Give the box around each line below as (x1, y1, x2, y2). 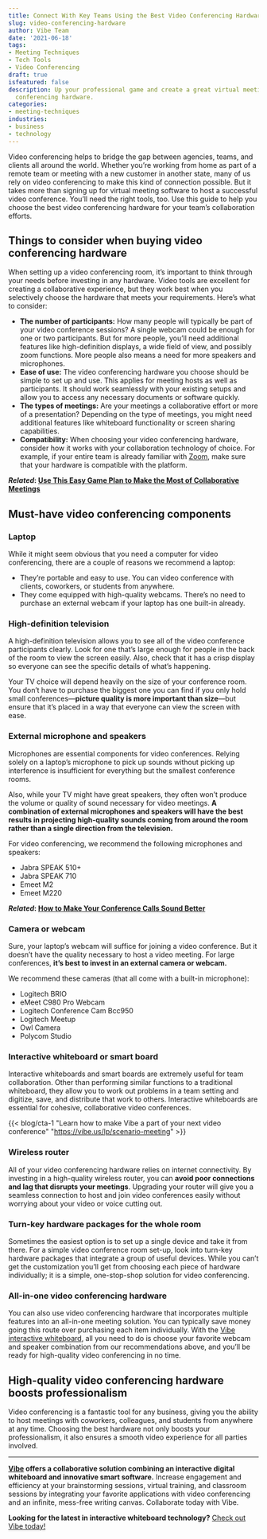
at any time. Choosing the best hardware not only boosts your (8, 1424, 211, 1434)
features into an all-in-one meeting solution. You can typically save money (8, 1317, 252, 1327)
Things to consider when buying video (8, 234, 203, 247)
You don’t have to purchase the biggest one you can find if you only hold (8, 686, 246, 695)
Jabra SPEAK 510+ (19, 862, 82, 872)
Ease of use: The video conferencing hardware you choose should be (19, 367, 249, 377)
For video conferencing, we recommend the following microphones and (8, 838, 242, 848)
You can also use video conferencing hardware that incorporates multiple (8, 1308, 249, 1318)
